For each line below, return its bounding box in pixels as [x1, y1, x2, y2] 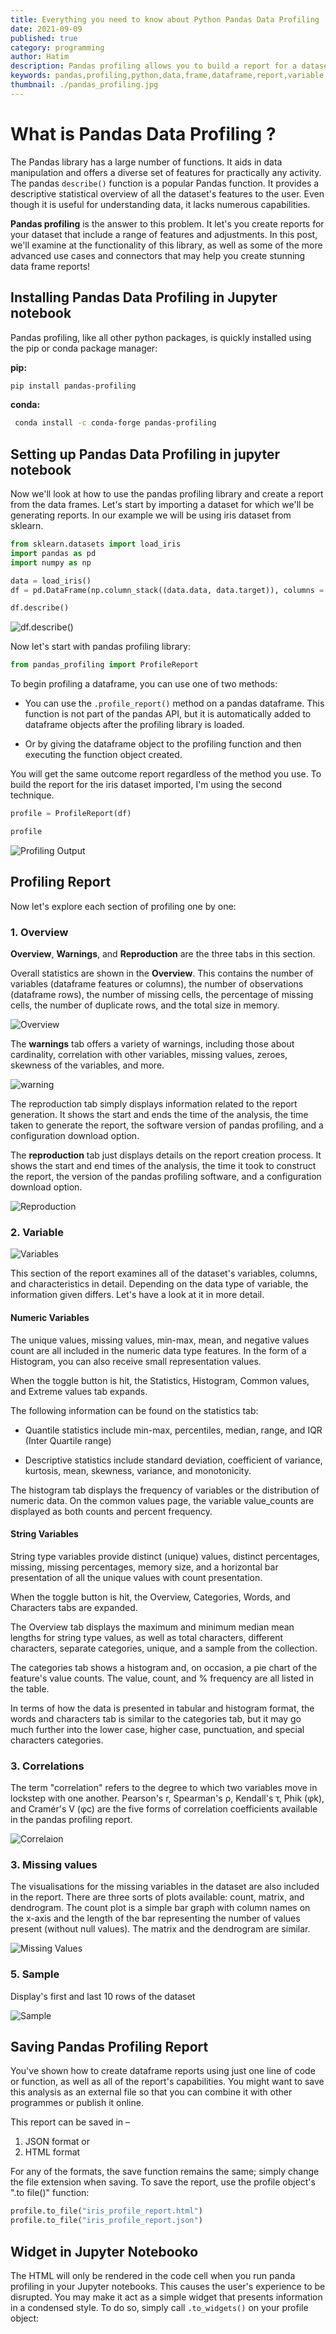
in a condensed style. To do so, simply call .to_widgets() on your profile [10, 2302, 309, 2314]
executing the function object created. [24, 749, 183, 761]
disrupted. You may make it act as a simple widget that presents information [10, 2291, 323, 2303]
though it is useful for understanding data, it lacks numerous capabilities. [10, 198, 311, 210]
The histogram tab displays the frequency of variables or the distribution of [10, 1484, 320, 1496]
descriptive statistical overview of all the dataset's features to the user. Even [10, 187, 325, 200]
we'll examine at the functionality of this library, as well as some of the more [10, 239, 323, 251]
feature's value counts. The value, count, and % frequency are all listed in [10, 1672, 314, 1684]
